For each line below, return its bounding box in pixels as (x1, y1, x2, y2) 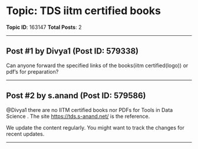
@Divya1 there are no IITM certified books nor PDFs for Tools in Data (6, 106, 173, 113)
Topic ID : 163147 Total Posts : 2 (6, 24, 82, 31)
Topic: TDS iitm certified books (6, 4, 161, 18)
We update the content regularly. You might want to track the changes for (6, 124, 184, 131)
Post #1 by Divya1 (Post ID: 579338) (6, 46, 139, 57)
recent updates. (6, 130, 45, 137)
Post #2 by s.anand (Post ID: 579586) (6, 91, 146, 101)
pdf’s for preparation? (6, 68, 59, 75)
